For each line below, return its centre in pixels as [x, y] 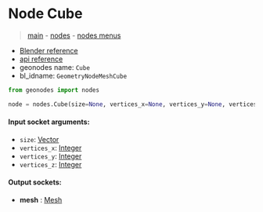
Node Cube [45, 14]
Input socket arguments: [49, 122]
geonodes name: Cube [54, 67]
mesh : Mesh [41, 200]
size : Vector [39, 139]
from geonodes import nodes [54, 90]
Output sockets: [35, 182]
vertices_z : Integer [50, 164]
